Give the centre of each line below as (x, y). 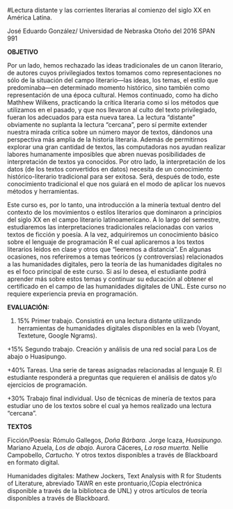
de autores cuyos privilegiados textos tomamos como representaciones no (114, 73)
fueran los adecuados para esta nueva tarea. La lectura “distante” (101, 117)
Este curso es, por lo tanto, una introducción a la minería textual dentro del (114, 205)
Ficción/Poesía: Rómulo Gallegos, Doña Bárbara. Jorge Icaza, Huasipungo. (115, 440)
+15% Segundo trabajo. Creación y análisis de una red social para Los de (112, 349)
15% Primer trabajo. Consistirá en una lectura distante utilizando (109, 321)
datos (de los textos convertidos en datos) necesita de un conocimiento (110, 169)
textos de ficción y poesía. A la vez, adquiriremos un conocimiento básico (113, 234)
